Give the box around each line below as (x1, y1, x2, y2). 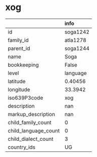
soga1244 (64, 45, 90, 52)
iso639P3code (8, 94, 43, 101)
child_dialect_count (8, 135, 54, 142)
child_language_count (8, 127, 60, 134)
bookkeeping (8, 61, 39, 68)
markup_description (8, 110, 56, 117)
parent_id (8, 45, 30, 52)
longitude (8, 86, 30, 93)
